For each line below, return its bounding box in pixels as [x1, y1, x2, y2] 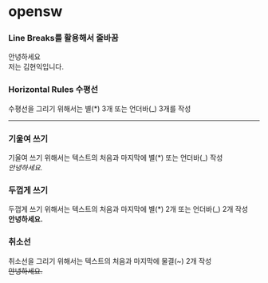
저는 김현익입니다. [8, 62, 65, 72]
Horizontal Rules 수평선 [8, 84, 98, 95]
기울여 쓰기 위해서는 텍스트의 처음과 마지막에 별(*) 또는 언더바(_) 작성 [8, 153, 223, 162]
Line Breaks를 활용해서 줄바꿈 [8, 33, 119, 44]
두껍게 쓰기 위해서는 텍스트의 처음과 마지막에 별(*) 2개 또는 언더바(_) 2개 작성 [8, 205, 249, 214]
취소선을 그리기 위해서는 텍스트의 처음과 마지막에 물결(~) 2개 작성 [8, 256, 212, 265]
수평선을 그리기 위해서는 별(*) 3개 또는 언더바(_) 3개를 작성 [8, 103, 191, 114]
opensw [8, 2, 63, 21]
